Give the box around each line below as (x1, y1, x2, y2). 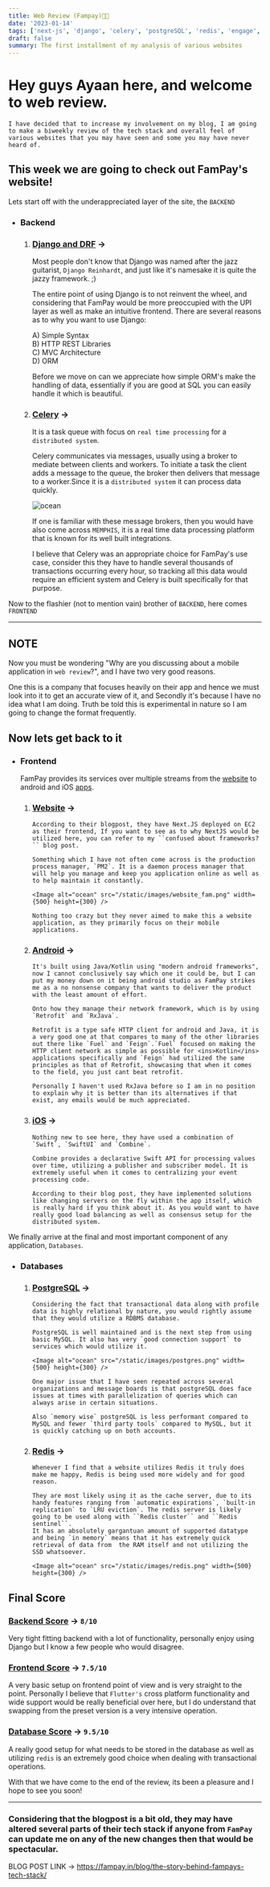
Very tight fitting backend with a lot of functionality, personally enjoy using (8, 1633, 255, 1643)
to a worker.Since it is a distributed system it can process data (31, 477, 242, 486)
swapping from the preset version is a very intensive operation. (8, 1706, 218, 1716)
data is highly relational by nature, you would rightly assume (31, 1307, 252, 1315)
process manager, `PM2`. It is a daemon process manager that (31, 863, 245, 871)
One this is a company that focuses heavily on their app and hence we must (8, 683, 260, 692)
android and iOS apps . (19, 781, 94, 792)
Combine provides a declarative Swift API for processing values (31, 1155, 256, 1163)
